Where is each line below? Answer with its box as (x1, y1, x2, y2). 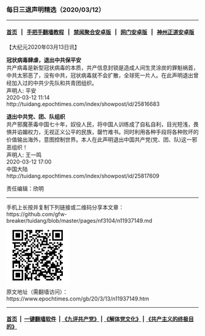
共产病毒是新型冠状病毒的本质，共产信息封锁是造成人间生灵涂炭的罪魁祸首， (6, 64, 199, 71)
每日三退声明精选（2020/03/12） (6, 5, 105, 13)
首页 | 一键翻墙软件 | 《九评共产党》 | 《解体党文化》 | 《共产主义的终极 (6, 315, 189, 323)
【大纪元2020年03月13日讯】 (6, 43, 81, 50)
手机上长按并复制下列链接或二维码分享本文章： (6, 203, 124, 211)
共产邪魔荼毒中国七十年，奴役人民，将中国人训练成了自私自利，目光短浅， (6, 121, 193, 128)
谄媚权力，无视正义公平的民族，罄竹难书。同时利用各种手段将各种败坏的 (16, 128, 199, 135)
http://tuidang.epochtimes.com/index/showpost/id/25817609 (6, 172, 160, 179)
